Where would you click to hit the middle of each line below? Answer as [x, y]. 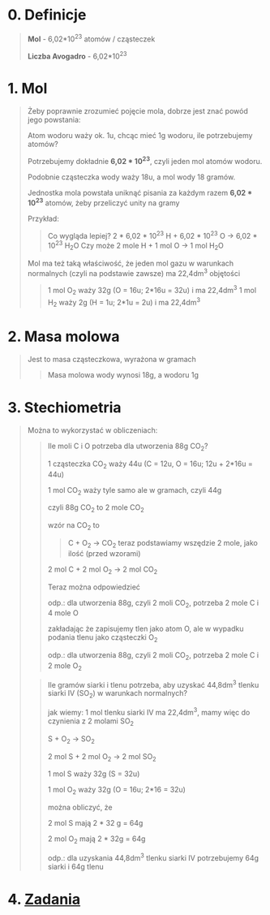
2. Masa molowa [64, 337]
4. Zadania [44, 899]
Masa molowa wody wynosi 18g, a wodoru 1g [123, 375]
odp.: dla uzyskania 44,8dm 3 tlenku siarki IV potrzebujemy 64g [153, 857]
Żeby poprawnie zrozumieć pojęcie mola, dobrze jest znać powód [137, 111]
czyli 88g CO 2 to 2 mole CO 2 [96, 509]
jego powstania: [54, 120]
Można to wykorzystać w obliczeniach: [92, 430]
